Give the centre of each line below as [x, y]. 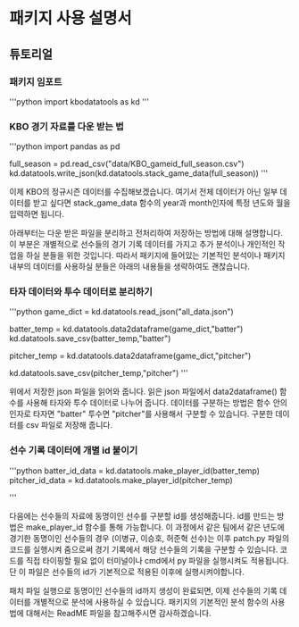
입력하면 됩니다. [37, 214]
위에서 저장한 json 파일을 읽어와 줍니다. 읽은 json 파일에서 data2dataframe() [144, 392]
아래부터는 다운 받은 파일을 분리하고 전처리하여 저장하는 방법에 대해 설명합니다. [146, 233]
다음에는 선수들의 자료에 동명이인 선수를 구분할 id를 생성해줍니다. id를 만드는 [142, 515]
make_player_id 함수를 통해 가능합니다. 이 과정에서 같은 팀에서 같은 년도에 [155, 527]
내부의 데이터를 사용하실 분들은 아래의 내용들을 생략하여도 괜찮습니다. [129, 267]
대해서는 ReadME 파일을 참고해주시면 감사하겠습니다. [118, 613]
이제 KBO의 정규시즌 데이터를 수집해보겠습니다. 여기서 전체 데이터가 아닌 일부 [144, 192]
